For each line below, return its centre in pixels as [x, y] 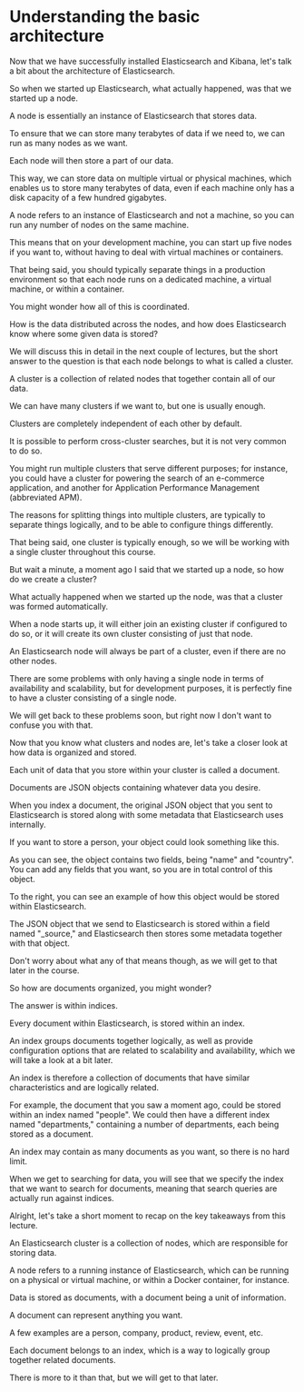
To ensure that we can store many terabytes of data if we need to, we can [147, 133]
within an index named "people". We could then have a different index [140, 1114]
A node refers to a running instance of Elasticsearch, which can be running [149, 1270]
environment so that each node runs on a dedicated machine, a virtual [141, 279]
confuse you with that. [51, 725]
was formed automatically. [59, 606]
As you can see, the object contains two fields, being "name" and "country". [152, 860]
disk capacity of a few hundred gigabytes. [88, 197]
